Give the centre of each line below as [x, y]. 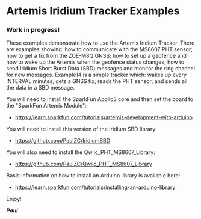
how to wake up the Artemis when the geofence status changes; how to [95, 62]
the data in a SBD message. [41, 88]
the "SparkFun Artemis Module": [47, 106]
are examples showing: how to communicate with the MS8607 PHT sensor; [99, 49]
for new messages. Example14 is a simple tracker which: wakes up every [97, 75]
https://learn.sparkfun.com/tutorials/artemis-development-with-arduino [104, 117]
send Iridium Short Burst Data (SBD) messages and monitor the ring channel [101, 69]
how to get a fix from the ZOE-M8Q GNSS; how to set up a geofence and [96, 56]
